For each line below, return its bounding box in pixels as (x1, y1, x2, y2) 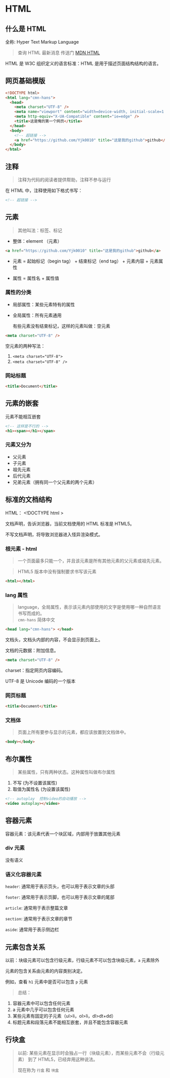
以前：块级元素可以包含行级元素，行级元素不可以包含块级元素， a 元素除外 (5, 957, 160, 963)
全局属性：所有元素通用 (12, 312, 62, 318)
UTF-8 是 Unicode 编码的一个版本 (5, 678, 76, 684)
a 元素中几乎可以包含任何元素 (12, 1007, 74, 1013)
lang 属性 (5, 591, 28, 599)
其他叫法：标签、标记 (17, 227, 62, 233)
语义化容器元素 (5, 871, 42, 878)
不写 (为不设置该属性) (12, 779, 57, 786)
